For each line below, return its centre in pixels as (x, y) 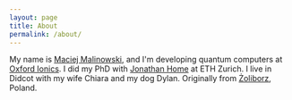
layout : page (34, 17)
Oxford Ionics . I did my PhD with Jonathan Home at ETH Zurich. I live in (141, 69)
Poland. (23, 88)
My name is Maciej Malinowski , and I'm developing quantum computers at (146, 60)
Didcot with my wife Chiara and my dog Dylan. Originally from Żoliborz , (140, 79)
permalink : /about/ (46, 34)
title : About (34, 26)
